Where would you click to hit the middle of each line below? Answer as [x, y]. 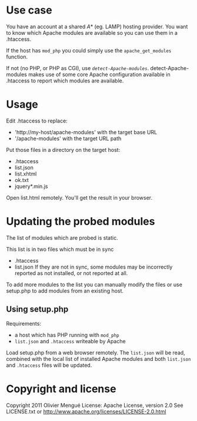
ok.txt [21, 180]
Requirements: [24, 323]
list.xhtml [26, 174]
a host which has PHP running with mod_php [67, 335]
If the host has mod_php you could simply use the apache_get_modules [89, 50]
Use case [29, 10]
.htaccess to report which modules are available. [65, 81]
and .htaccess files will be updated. [49, 365]
